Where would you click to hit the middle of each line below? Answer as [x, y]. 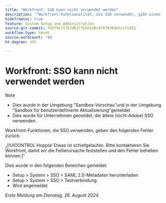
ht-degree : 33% [21, 42]
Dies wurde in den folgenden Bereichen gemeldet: [56, 165]
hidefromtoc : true [24, 19]
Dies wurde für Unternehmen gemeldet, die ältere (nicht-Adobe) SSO [83, 115]
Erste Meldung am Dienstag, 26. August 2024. [53, 195]
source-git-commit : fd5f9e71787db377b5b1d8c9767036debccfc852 [71, 28]
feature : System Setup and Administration [50, 24]
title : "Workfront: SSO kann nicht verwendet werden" [62, 10]
